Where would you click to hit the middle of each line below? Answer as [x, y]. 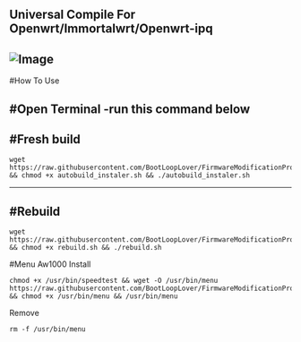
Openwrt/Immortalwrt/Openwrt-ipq [111, 29]
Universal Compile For [73, 15]
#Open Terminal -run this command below [130, 109]
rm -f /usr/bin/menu [48, 329]
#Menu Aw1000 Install [50, 264]
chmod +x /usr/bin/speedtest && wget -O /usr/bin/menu [114, 281]
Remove [25, 313]
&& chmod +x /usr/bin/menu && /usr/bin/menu [94, 296]
